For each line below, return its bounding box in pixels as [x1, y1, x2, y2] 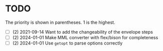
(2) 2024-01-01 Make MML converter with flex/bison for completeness [12, 35, 158, 40]
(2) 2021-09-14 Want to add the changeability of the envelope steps [12, 29, 153, 35]
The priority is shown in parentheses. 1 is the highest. [5, 19, 115, 25]
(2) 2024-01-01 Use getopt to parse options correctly [12, 40, 123, 46]
